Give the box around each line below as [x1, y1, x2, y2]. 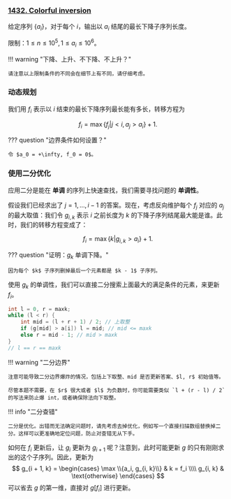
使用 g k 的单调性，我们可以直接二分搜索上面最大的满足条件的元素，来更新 [8, 280, 220, 290]
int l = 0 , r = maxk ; [8, 305, 71, 312]
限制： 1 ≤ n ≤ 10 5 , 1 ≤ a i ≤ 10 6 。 [8, 38, 100, 49]
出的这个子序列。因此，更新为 [8, 453, 94, 461]
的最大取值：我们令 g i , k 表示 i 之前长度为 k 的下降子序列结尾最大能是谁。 [8, 210, 217, 221]
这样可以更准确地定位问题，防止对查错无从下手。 [17, 430, 138, 437]
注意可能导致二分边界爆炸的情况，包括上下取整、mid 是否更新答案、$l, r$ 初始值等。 [8, 373, 224, 380]
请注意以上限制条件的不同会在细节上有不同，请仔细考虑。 [8, 70, 149, 77]
